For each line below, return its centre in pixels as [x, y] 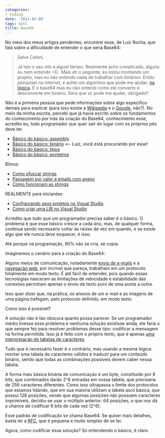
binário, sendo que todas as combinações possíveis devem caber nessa [79, 360]
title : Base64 [20, 28]
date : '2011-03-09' [25, 19]
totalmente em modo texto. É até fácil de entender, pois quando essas [76, 274]
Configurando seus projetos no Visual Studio [58, 203]
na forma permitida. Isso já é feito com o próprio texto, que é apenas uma [80, 334]
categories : [17, 10]
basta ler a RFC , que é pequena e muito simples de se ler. [64, 421]
